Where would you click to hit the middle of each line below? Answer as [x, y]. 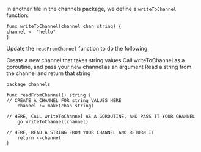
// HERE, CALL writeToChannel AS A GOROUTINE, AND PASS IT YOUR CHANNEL [101, 117]
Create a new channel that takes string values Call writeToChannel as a [96, 60]
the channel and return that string [49, 73]
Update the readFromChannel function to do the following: [78, 49]
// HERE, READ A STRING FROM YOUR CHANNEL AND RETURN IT [80, 132]
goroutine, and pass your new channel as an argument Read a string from [99, 67]
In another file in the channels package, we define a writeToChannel [91, 9]
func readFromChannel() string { [49, 95]
